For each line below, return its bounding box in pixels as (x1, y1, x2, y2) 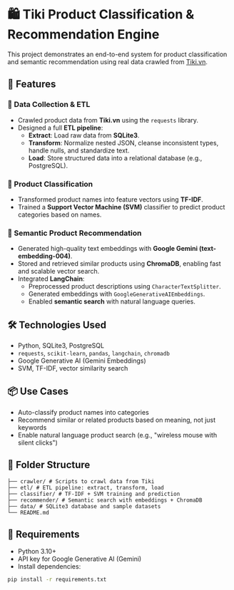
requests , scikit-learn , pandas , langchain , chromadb (17, 349, 170, 358)
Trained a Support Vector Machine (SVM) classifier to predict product (17, 202, 225, 211)
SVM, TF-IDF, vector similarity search (17, 364, 128, 373)
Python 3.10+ (17, 547, 57, 556)
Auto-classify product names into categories (17, 408, 150, 416)
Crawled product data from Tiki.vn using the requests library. (17, 115, 198, 124)
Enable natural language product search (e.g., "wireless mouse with (17, 430, 218, 439)
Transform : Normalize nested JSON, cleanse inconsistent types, (28, 138, 219, 147)
